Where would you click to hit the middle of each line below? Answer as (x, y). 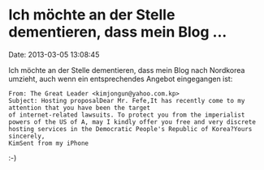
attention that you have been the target (80, 108)
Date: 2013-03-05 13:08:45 (54, 54)
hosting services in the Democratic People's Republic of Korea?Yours (130, 129)
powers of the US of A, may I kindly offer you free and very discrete (132, 122)
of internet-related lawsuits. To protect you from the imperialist (127, 115)
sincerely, (27, 136)
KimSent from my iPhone (49, 143)
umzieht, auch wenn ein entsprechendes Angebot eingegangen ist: (121, 79)
